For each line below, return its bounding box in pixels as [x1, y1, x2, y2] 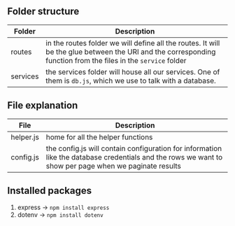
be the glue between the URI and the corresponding [45, 47, 216, 57]
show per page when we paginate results [45, 161, 182, 171]
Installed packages [7, 185, 92, 197]
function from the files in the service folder [45, 55, 187, 65]
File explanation [7, 99, 78, 111]
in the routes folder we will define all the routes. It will [45, 38, 220, 48]
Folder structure [7, 6, 80, 17]
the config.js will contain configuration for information [45, 143, 222, 153]
